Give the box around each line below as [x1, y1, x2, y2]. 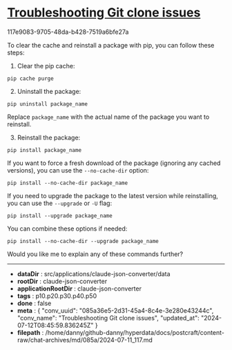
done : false [17, 299, 52, 307]
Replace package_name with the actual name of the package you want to [7, 113, 210, 121]
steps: [7, 48, 25, 57]
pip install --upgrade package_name [7, 212, 113, 219]
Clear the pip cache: [17, 61, 75, 70]
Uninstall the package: [17, 87, 81, 95]
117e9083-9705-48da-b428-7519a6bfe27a [7, 28, 129, 36]
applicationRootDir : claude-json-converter [17, 284, 142, 293]
